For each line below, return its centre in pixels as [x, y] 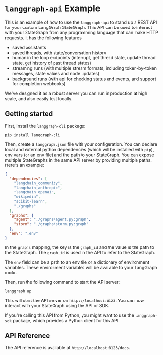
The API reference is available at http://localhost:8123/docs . [68, 348]
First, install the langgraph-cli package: [45, 126]
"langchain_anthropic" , [38, 188]
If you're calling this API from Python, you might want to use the [69, 315]
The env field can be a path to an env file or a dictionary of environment [77, 262]
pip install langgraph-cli [33, 135]
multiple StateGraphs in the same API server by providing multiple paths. [79, 160]
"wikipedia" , [27, 197]
